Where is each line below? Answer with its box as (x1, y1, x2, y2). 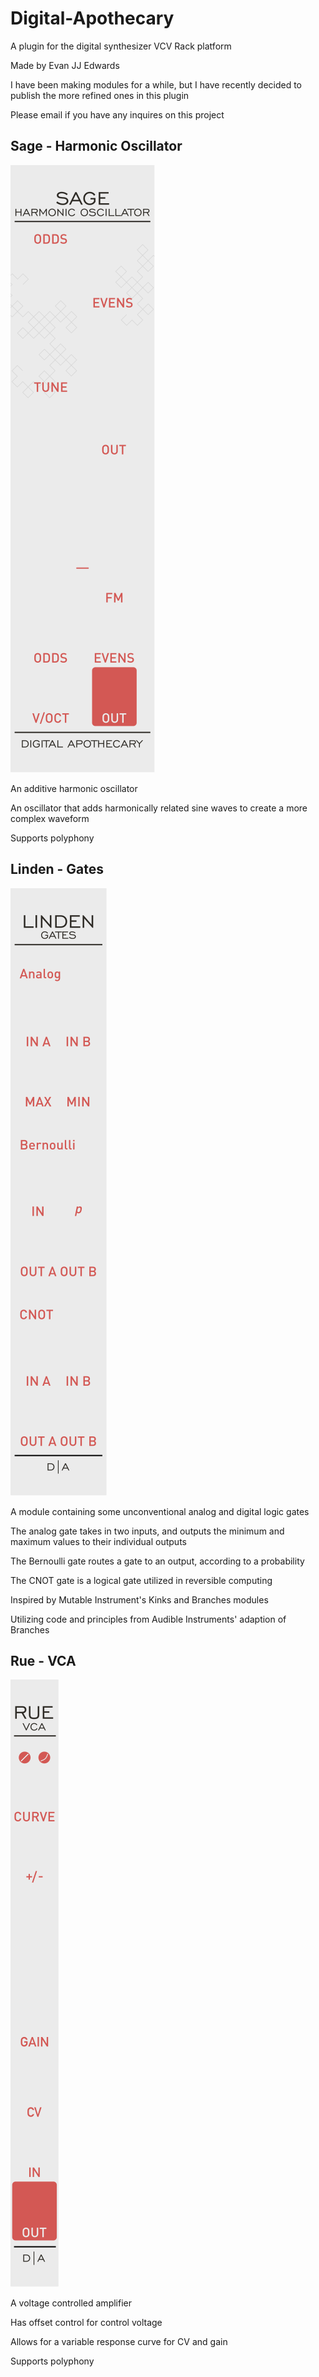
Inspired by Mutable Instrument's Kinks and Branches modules (10, 1593, 269, 1606)
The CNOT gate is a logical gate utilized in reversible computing (10, 1574, 273, 1586)
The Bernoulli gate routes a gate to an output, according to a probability (10, 1555, 305, 1567)
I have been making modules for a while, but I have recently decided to (10, 78, 303, 91)
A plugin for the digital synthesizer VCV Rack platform (10, 40, 232, 52)
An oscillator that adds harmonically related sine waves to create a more (10, 802, 308, 814)
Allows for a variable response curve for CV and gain (10, 2336, 228, 2348)
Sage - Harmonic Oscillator (10, 138, 183, 155)
